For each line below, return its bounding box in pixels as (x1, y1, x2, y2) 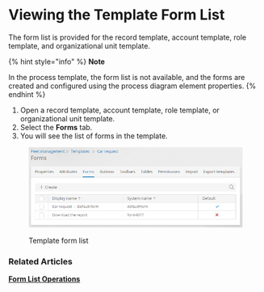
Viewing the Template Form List (8, 6, 225, 24)
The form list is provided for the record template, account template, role (8, 32, 247, 42)
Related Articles (8, 256, 73, 267)
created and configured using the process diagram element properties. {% (8, 81, 257, 91)
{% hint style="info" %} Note (8, 57, 105, 66)
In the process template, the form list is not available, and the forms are (8, 72, 245, 82)
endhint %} (8, 89, 46, 99)
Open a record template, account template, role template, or (19, 105, 220, 115)
